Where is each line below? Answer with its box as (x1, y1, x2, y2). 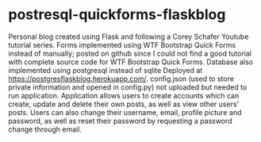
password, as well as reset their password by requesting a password (8, 116, 232, 125)
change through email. (8, 125, 82, 134)
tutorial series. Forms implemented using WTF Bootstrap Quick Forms (8, 40, 236, 49)
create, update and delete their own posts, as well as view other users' (8, 99, 240, 109)
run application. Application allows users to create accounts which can (8, 90, 240, 100)
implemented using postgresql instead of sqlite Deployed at (8, 65, 203, 75)
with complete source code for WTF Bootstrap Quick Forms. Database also (8, 57, 254, 67)
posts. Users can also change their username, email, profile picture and (8, 107, 242, 117)
